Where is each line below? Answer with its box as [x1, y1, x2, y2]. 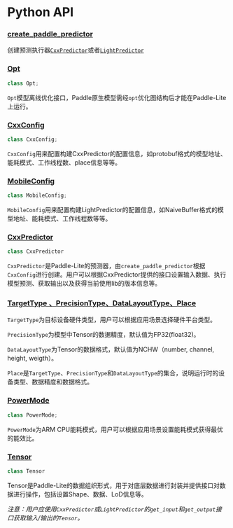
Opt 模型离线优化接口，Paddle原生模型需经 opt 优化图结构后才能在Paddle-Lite [7, 93, 227, 102]
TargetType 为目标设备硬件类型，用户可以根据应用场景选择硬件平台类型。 [7, 316, 217, 324]
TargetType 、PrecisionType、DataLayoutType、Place [7, 298, 197, 308]
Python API [7, 4, 74, 20]
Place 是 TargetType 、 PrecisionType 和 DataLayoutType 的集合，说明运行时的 [7, 369, 219, 377]
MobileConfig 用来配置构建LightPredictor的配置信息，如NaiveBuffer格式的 [7, 206, 218, 214]
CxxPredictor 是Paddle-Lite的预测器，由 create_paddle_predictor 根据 [7, 262, 206, 270]
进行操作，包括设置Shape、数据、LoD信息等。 [13, 489, 148, 498]
